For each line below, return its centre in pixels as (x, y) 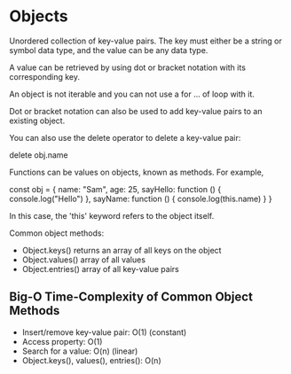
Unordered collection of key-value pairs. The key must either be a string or (145, 41)
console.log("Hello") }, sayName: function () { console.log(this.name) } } (141, 199)
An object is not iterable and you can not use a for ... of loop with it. (132, 94)
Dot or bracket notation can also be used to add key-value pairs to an (136, 111)
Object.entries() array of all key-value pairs (100, 269)
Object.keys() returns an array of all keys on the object (122, 250)
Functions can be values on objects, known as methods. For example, (137, 172)
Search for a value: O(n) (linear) (80, 351)
